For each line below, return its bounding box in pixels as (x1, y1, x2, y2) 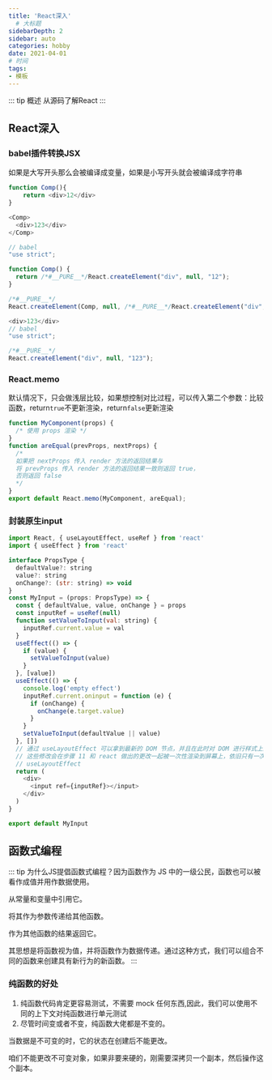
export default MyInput (8, 819, 89, 827)
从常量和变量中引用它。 (8, 894, 87, 904)
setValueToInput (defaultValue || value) (23, 730, 161, 738)
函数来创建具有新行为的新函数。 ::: (22, 956, 138, 966)
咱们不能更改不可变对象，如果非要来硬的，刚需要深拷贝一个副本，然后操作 (8, 1052, 257, 1062)
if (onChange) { (29, 699, 85, 707)
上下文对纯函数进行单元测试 (34, 1008, 127, 1018)
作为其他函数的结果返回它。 (8, 928, 101, 938)
